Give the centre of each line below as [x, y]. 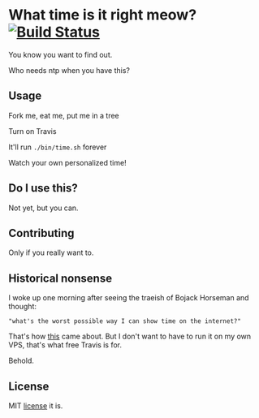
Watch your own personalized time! [68, 162]
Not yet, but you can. [43, 208]
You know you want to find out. [60, 54]
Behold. [21, 361]
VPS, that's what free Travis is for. [65, 345]
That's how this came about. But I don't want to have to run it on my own [130, 336]
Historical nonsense [60, 278]
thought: [23, 307]
